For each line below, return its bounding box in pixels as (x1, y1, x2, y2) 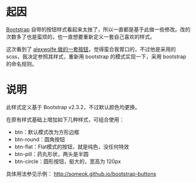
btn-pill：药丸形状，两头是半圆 (14, 150, 89, 157)
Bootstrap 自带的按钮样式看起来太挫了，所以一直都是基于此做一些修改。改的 (6, 26, 191, 33)
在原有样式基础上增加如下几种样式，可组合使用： (6, 116, 124, 123)
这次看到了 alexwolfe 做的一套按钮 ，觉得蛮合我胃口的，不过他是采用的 (6, 45, 176, 53)
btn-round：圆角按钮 (14, 135, 66, 143)
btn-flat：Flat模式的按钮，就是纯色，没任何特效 (14, 143, 129, 150)
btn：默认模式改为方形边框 (14, 128, 80, 135)
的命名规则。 (6, 60, 37, 67)
